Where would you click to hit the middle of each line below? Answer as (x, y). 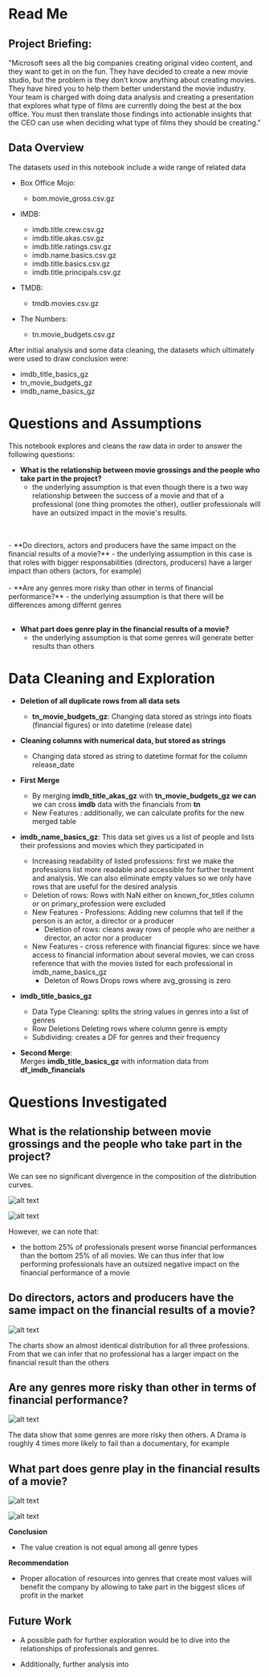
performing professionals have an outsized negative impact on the (130, 1264)
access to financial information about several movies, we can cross (143, 955)
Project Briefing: (50, 44)
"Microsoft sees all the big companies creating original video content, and (130, 63)
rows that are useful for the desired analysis (105, 886)
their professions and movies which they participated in (112, 845)
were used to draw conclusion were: (69, 358)
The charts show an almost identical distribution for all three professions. (129, 1345)
